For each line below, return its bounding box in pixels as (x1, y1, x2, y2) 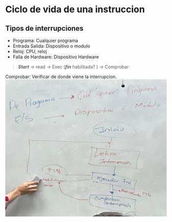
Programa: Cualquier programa (12, 37, 78, 43)
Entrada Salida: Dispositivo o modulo (12, 43, 91, 49)
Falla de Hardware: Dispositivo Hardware (12, 54, 99, 60)
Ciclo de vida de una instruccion (5, 4, 145, 15)
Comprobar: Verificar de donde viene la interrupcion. (5, 74, 117, 80)
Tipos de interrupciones (5, 24, 83, 33)
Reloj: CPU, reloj (12, 49, 47, 54)
